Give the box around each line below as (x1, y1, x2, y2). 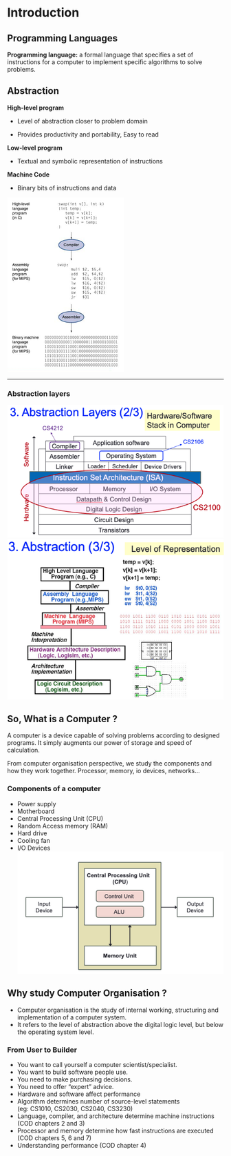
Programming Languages (7, 32, 118, 44)
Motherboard (16, 807, 55, 815)
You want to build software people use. (16, 1068, 129, 1077)
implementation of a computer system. (16, 1013, 127, 1022)
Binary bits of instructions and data (16, 183, 117, 192)
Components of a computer (7, 784, 101, 794)
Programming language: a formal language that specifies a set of (7, 50, 194, 59)
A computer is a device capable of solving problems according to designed (7, 731, 220, 739)
